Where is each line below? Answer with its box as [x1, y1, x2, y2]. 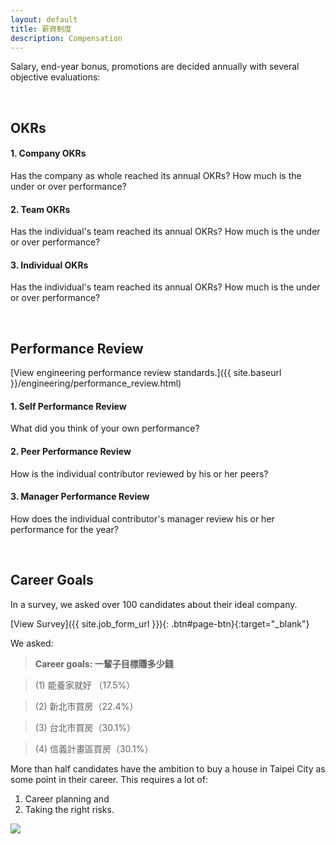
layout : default [10, 14, 78, 25]
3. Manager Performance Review [10, 491, 150, 503]
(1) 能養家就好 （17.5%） [34, 679, 136, 691]
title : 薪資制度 [10, 24, 72, 34]
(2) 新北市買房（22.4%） [34, 700, 139, 712]
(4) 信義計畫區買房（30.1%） [34, 742, 154, 755]
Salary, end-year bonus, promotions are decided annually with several [10, 61, 300, 73]
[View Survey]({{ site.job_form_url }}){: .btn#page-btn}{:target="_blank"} [10, 617, 310, 630]
